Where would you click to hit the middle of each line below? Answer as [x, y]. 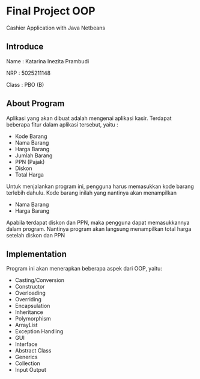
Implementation [37, 254]
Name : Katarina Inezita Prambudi [48, 61]
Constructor [30, 287]
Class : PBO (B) [25, 84]
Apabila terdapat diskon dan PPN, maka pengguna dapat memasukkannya [98, 222]
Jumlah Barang [34, 155]
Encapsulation [32, 306]
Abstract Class [33, 351]
